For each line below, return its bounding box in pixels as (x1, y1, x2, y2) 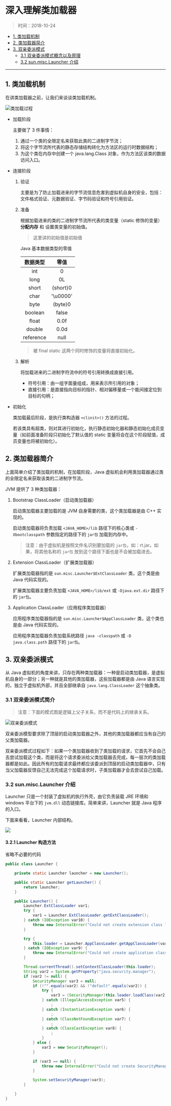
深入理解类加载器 (5, 5, 77, 16)
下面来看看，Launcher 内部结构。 (5, 817, 75, 823)
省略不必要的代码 (5, 851, 41, 857)
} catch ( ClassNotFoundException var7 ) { (41, 1016, 131, 1021)
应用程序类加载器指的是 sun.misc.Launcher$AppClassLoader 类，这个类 (12, 615, 160, 622)
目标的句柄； (27, 393, 55, 399)
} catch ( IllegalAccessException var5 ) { (41, 997, 131, 1003)
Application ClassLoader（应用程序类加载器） (12, 604, 109, 610)
